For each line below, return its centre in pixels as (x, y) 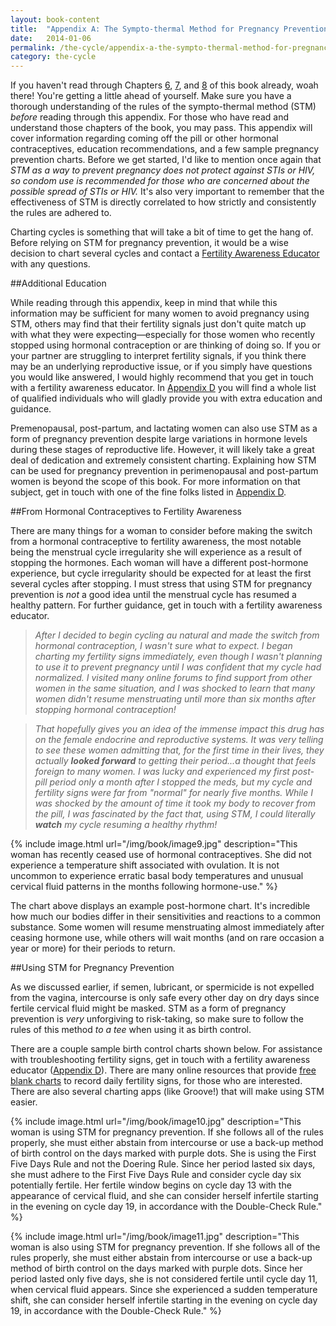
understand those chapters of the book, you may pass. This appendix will (161, 128)
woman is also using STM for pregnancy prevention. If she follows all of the (165, 1247)
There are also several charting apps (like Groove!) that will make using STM (167, 1092)
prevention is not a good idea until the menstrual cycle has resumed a (153, 595)
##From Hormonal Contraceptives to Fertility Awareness (126, 512)
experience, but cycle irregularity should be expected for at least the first (161, 573)
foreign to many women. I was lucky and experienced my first (162, 772)
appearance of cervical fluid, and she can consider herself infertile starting (164, 1196)
